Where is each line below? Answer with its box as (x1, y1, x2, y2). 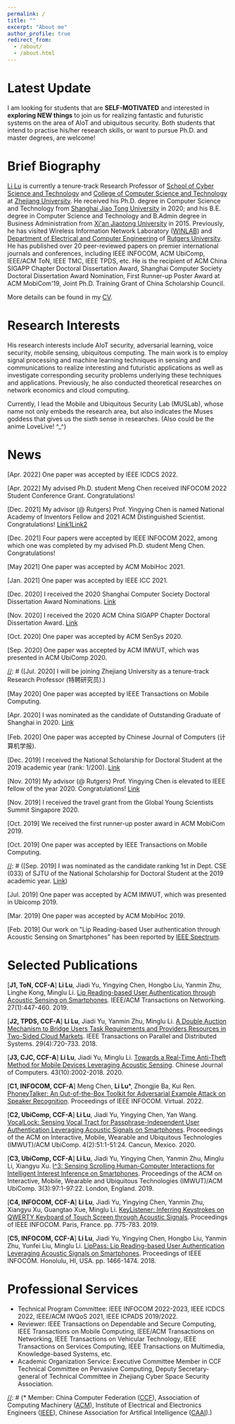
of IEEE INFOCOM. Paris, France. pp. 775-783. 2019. (7, 1220, 159, 1228)
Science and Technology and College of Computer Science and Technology (7, 189, 227, 198)
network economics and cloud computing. (7, 385, 130, 394)
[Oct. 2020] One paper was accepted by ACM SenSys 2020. (7, 632, 183, 640)
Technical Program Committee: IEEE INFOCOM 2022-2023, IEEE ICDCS (17, 1304, 225, 1313)
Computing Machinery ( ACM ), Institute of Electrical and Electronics (7, 1401, 202, 1409)
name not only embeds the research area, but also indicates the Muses (7, 407, 213, 415)
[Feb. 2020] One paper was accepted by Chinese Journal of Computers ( (7, 732, 220, 741)
